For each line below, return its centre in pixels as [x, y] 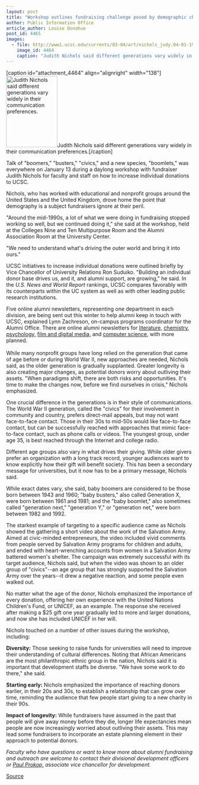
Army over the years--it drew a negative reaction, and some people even [95, 575]
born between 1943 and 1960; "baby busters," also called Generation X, [94, 495]
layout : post [22, 12]
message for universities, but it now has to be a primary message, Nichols [97, 470]
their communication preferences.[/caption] [60, 151]
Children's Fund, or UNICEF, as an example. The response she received [93, 606]
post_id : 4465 [24, 34]
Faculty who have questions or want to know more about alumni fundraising [99, 752]
